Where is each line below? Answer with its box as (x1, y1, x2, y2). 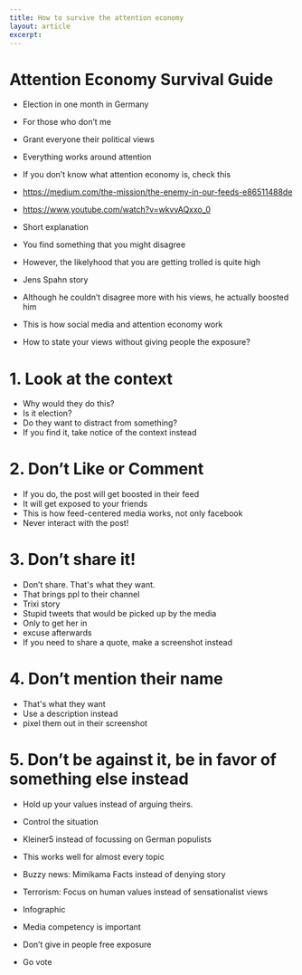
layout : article (9, 22, 71, 31)
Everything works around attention (22, 151, 152, 163)
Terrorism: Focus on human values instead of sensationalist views (22, 886, 269, 897)
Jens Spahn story (22, 274, 89, 285)
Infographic (22, 904, 66, 914)
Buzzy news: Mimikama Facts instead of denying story (22, 869, 226, 879)
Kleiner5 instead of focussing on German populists (22, 834, 212, 845)
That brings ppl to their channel (22, 589, 140, 600)
